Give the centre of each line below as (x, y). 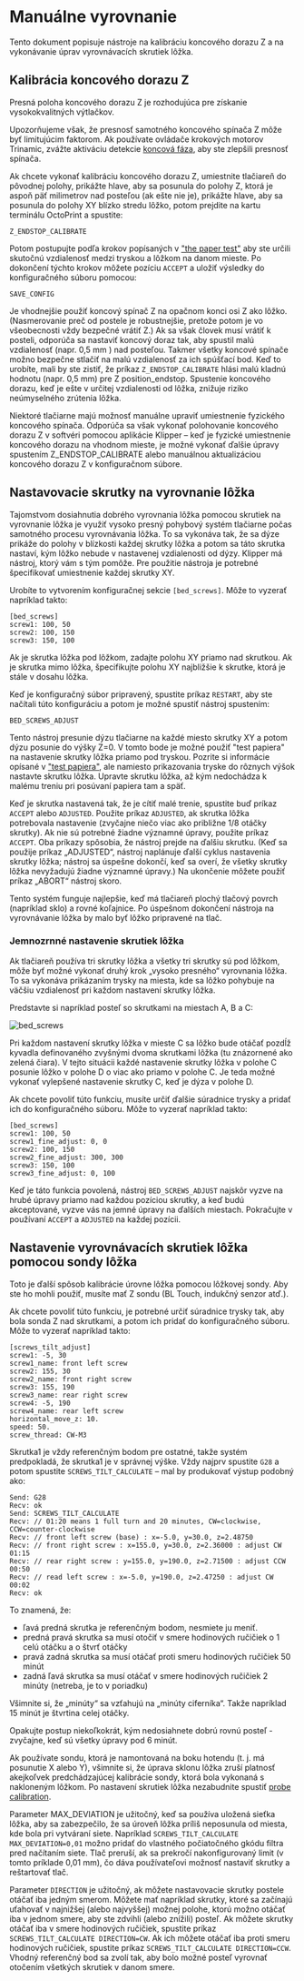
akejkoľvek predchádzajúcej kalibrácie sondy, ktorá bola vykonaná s (137, 1777)
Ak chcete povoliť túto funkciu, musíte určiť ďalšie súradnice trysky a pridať (150, 1099)
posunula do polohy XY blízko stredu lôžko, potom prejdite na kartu (135, 205)
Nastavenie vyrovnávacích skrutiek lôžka (129, 1248)
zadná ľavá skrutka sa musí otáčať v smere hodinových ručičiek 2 (145, 1675)
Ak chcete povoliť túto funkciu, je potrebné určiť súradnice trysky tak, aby (147, 1311)
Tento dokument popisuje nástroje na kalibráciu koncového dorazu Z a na (147, 42)
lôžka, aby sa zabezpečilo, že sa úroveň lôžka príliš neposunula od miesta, (148, 1824)
